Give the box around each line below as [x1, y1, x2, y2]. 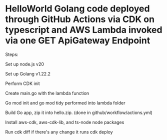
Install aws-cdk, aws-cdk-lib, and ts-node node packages [5, 119, 124, 125]
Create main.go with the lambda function [5, 90, 89, 96]
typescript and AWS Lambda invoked [5, 24, 162, 35]
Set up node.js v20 [5, 61, 44, 67]
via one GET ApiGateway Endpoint [5, 35, 150, 46]
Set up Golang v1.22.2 [5, 70, 51, 76]
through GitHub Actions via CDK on [5, 13, 155, 25]
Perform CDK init [5, 80, 40, 86]
